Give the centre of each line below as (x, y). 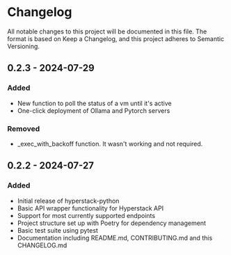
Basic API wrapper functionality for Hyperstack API (90, 208)
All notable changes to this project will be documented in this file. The (107, 31)
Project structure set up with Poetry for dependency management (112, 223)
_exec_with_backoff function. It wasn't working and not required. (110, 144)
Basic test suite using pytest (58, 230)
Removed (24, 128)
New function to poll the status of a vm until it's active (94, 103)
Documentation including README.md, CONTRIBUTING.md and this (115, 238)
